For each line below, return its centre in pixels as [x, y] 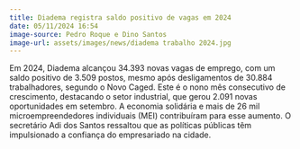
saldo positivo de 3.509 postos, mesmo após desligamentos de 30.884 [141, 78]
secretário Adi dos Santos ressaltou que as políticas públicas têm [131, 126]
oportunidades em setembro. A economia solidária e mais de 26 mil [135, 106]
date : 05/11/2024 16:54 [54, 26]
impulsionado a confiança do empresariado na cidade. [110, 135]
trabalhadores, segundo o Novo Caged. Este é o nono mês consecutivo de [148, 87]
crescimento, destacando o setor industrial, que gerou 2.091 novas [133, 97]
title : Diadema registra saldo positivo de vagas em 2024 [120, 18]
